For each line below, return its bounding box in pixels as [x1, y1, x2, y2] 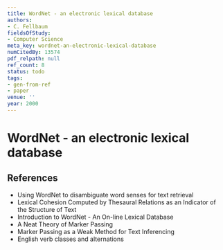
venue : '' [7, 94, 36, 101]
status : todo [7, 68, 45, 75]
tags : [7, 74, 23, 82]
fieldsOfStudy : [7, 29, 51, 37]
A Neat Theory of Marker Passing [17, 220, 113, 229]
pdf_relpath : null [7, 55, 60, 62]
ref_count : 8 [7, 62, 45, 69]
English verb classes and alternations [17, 235, 125, 243]
